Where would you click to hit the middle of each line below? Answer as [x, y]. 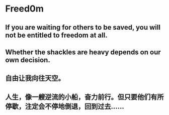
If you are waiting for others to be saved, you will [83, 27]
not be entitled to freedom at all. [56, 35]
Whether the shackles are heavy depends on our [83, 52]
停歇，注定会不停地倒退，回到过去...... [65, 106]
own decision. [28, 60]
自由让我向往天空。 [35, 78]
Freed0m [25, 9]
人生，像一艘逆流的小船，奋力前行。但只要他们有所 [84, 97]
